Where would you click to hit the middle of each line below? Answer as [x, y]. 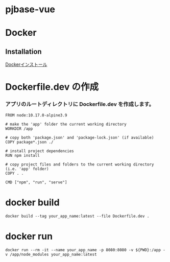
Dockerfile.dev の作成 [52, 87]
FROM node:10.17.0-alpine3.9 [36, 115]
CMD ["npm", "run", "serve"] [36, 182]
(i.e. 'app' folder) [27, 169]
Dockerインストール [26, 64]
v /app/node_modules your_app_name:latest [51, 254]
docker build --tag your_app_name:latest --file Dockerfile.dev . [77, 216]
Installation [23, 51]
